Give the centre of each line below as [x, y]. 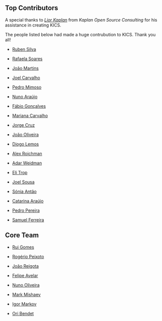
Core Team [22, 235]
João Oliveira [25, 135]
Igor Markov [24, 304]
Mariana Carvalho [30, 115]
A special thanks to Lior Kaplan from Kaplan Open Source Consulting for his [81, 20]
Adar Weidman [27, 163]
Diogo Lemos [25, 144]
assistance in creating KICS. [33, 25]
